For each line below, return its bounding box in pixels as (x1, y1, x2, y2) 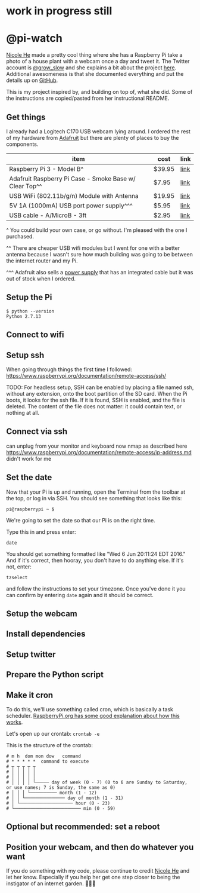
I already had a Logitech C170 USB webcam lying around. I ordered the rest (6, 127, 190, 135)
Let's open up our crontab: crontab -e (6, 730, 100, 737)
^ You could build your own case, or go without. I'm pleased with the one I (6, 226, 187, 234)
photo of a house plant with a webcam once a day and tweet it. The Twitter (6, 58, 190, 65)
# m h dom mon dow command (6, 753, 82, 759)
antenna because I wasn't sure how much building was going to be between (6, 250, 193, 258)
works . (6, 718, 23, 726)
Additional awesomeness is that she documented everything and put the (6, 71, 184, 78)
